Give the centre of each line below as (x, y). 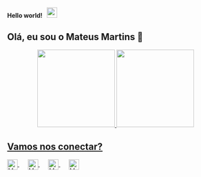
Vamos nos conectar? (55, 146)
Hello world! (25, 15)
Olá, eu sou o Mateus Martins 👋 (75, 37)
